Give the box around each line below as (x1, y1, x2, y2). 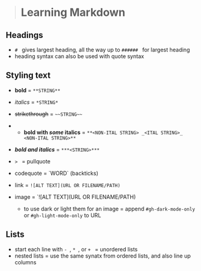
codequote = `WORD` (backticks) (14, 169, 99, 177)
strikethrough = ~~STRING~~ (14, 110, 83, 117)
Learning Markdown (20, 6, 126, 20)
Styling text (5, 70, 51, 81)
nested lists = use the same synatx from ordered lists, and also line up (14, 252, 191, 259)
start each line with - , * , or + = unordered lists (14, 245, 138, 253)
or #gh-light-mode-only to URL (23, 211, 101, 219)
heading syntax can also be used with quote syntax (14, 53, 144, 60)
